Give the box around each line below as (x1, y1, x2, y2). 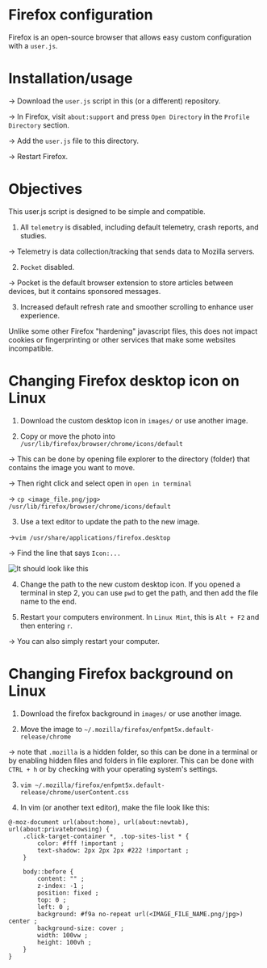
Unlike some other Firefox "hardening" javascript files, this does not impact (8, 326, 258, 336)
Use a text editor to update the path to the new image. (19, 516, 200, 526)
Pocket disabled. (19, 262, 75, 271)
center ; (8, 917, 38, 925)
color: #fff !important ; (37, 839, 125, 848)
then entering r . (19, 621, 73, 630)
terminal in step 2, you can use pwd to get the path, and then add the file (19, 587, 259, 597)
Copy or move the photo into (19, 431, 115, 441)
